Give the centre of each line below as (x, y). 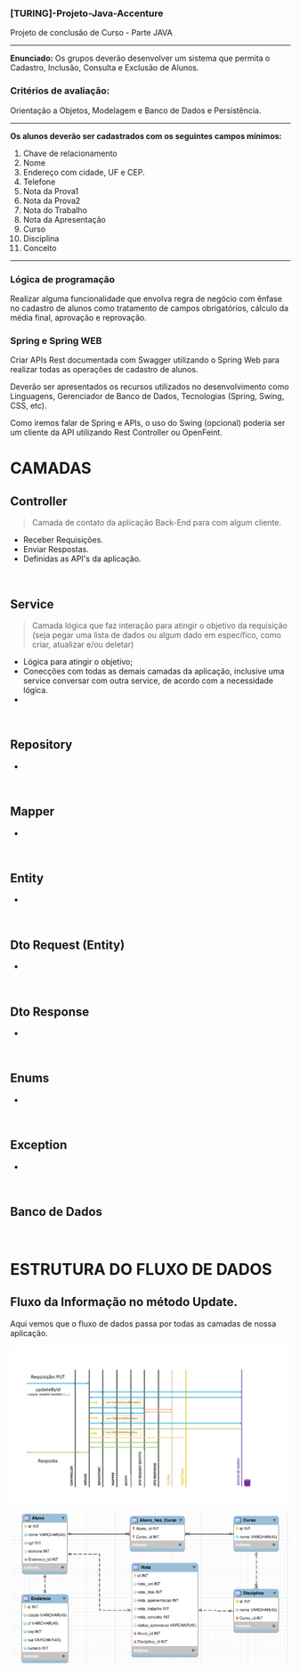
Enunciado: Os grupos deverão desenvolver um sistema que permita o (140, 58)
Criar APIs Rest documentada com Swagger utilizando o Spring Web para (145, 360)
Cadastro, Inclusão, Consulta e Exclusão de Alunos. (105, 68)
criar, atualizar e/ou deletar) (83, 645)
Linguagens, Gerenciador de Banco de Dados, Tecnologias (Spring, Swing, (147, 396)
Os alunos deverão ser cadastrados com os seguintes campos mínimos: (146, 135)
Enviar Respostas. (56, 550)
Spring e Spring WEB (56, 340)
